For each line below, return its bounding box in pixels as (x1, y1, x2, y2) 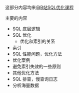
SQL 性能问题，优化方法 (12, 51, 62, 57)
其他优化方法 (12, 70, 39, 75)
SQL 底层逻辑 (12, 26, 40, 32)
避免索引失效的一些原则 (12, 63, 61, 69)
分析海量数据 (12, 82, 39, 88)
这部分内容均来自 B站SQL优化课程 (5, 5, 74, 10)
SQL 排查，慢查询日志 (12, 76, 58, 82)
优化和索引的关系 (19, 38, 55, 44)
